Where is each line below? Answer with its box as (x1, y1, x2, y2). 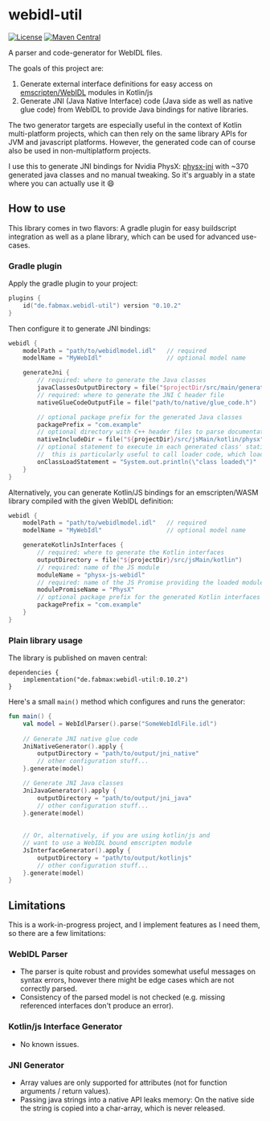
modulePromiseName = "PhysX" (37, 585, 135, 594)
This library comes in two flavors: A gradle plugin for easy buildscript (8, 223, 237, 232)
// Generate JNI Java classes (22, 779, 125, 787)
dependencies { (8, 669, 59, 677)
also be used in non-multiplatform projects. (8, 146, 151, 155)
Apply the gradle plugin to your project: (8, 279, 138, 289)
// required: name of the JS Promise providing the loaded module (37, 578, 264, 586)
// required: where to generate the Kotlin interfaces (37, 548, 225, 556)
